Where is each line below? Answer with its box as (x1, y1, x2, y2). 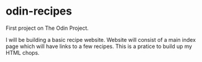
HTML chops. (5, 49, 40, 56)
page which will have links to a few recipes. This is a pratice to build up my (5, 43, 192, 50)
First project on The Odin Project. (5, 24, 89, 32)
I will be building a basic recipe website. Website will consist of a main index (5, 36, 196, 43)
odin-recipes (5, 4, 72, 18)
